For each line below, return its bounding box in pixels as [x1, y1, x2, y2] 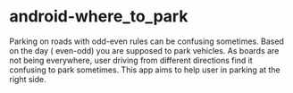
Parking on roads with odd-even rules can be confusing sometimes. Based [9, 36, 284, 46]
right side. [9, 73, 46, 84]
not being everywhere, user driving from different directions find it [9, 55, 253, 65]
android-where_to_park [9, 6, 188, 27]
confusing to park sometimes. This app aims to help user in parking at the [9, 64, 281, 75]
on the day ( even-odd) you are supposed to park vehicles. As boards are [9, 45, 280, 55]
